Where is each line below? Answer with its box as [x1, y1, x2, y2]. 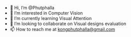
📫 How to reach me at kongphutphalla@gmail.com [9, 26, 115, 32]
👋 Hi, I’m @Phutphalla [9, 5, 54, 10]
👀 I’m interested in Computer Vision [9, 10, 83, 16]
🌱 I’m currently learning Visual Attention [9, 15, 92, 21]
